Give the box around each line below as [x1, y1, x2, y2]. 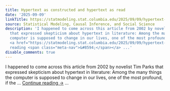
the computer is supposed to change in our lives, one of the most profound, [5, 74, 163, 80]
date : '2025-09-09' [5, 12, 47, 17]
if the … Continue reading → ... [5, 79, 69, 86]
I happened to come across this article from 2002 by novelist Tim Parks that [5, 64, 163, 70]
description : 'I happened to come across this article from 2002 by [5, 26, 153, 31]
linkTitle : [5, 17, 28, 22]
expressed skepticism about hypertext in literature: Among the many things [5, 69, 162, 75]
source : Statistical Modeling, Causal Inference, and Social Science [5, 21, 155, 27]
